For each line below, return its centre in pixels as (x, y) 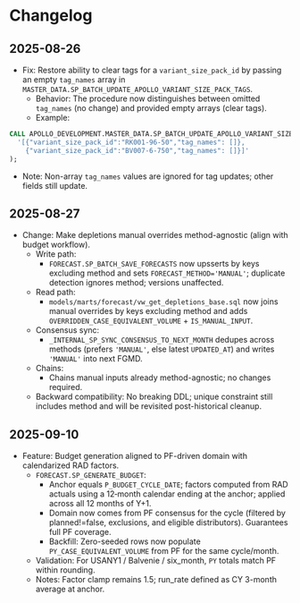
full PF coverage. (80, 532)
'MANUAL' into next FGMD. (96, 359)
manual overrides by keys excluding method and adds (148, 311)
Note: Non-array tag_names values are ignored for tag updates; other (148, 176)
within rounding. (65, 570)
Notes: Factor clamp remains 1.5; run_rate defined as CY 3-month (156, 580)
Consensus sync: (67, 330)
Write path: (56, 254)
